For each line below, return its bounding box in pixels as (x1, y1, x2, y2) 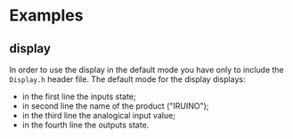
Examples (9, 5, 84, 26)
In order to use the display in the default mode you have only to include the (9, 64, 285, 75)
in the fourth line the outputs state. (21, 119, 150, 130)
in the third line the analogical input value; (21, 110, 176, 120)
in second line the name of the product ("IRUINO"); (21, 101, 209, 111)
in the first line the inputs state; (21, 91, 136, 102)
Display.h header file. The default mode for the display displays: (9, 74, 246, 85)
